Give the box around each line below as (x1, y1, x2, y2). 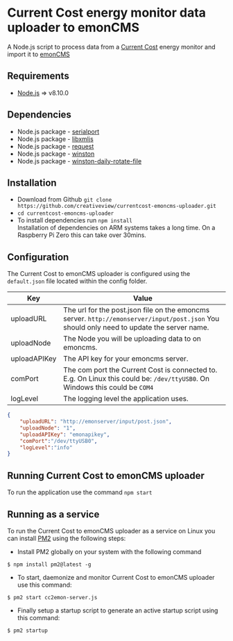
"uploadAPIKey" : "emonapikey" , (19, 431, 110, 438)
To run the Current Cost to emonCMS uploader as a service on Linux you (7, 526, 216, 535)
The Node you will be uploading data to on (63, 334, 201, 343)
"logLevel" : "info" (19, 444, 73, 451)
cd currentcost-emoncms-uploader (17, 210, 114, 217)
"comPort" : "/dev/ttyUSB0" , (19, 437, 98, 444)
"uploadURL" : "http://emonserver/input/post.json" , (19, 419, 172, 425)
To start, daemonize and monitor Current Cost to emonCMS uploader (17, 573, 215, 581)
